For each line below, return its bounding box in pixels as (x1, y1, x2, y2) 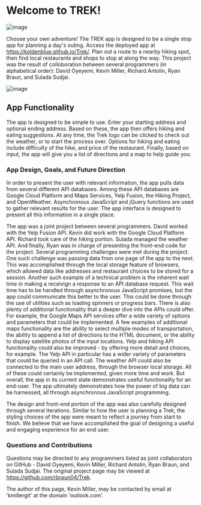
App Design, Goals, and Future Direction (6, 165, 126, 174)
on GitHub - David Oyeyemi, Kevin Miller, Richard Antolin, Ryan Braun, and (6, 461, 190, 468)
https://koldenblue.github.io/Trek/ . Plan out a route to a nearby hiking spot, (6, 47, 191, 55)
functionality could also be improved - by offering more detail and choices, (6, 344, 191, 352)
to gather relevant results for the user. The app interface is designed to (6, 205, 181, 212)
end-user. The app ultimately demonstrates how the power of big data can (6, 382, 190, 390)
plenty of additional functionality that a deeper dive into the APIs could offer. (6, 306, 195, 313)
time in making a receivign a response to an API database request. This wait (6, 280, 194, 287)
